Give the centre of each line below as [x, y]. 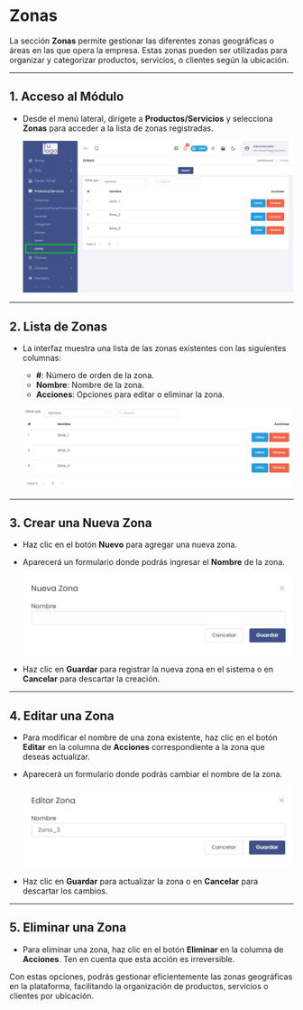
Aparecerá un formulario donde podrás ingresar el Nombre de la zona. [154, 562]
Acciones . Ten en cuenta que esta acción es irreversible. [129, 959]
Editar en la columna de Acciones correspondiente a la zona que [144, 747]
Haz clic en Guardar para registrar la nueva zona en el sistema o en [147, 670]
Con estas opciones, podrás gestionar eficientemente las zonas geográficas [151, 977]
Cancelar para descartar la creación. [91, 679]
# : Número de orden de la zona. [95, 375]
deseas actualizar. [56, 757]
